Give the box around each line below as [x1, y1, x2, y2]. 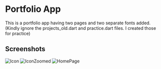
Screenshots [5, 45, 46, 53]
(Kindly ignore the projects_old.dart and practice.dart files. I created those [5, 25, 156, 31]
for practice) [5, 30, 31, 36]
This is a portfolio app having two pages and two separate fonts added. [5, 20, 151, 26]
